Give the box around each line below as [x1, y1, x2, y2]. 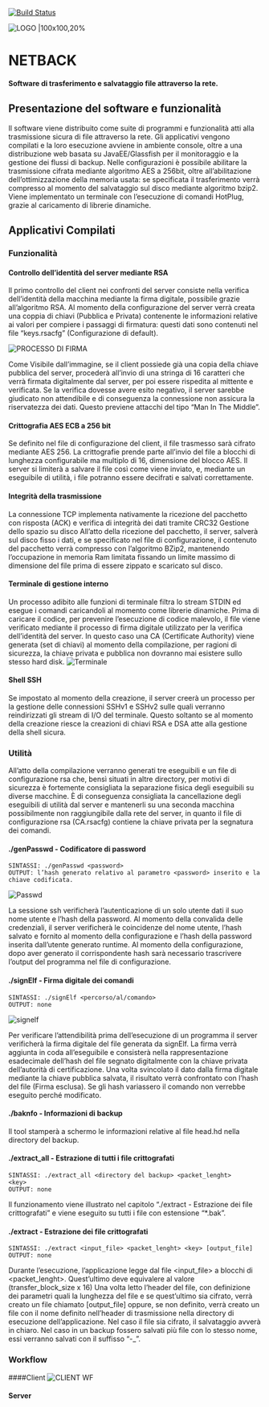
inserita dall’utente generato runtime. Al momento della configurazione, [8, 940, 243, 950]
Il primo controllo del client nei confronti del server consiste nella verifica [8, 286, 250, 296]
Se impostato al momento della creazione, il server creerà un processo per [8, 693, 255, 702]
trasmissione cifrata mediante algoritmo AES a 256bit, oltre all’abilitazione [8, 166, 252, 176]
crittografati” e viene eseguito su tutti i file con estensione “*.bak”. [8, 1208, 226, 1218]
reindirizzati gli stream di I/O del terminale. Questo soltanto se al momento [8, 710, 254, 720]
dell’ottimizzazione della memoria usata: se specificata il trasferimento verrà [8, 174, 260, 184]
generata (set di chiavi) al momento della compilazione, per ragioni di [8, 639, 237, 649]
